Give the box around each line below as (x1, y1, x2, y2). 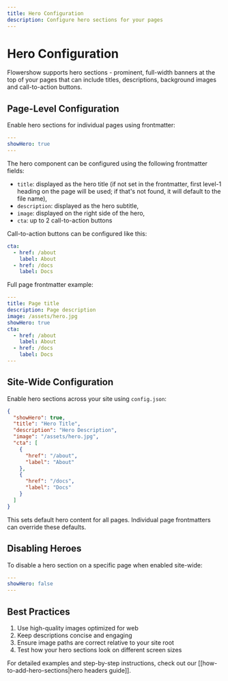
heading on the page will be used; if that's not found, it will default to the (16, 187, 221, 195)
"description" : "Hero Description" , (13, 427, 117, 434)
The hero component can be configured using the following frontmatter (7, 159, 208, 168)
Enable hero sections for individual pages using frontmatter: (7, 121, 175, 129)
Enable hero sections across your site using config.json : (7, 394, 167, 402)
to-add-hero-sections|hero (7, 666, 83, 674)
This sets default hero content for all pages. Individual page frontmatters (7, 515, 211, 524)
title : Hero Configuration (7, 10, 84, 17)
